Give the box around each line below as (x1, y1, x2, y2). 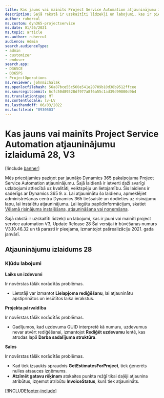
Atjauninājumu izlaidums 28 (5, 245, 92, 254)
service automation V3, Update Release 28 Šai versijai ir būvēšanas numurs (5, 221, 157, 227)
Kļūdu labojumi (5, 260, 42, 267)
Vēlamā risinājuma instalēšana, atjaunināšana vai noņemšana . (5, 206, 129, 212)
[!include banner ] (5, 165, 40, 171)
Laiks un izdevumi (5, 271, 42, 277)
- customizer (5, 52, 32, 58)
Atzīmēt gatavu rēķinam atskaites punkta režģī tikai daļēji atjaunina (12, 373, 148, 379)
